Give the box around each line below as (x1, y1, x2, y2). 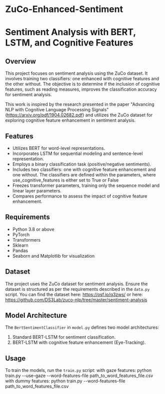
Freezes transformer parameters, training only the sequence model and (12, 182, 160, 188)
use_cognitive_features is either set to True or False (12, 177, 119, 183)
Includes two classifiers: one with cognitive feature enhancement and (12, 166, 156, 172)
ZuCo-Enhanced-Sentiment (5, 4, 123, 15)
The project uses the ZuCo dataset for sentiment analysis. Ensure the (5, 281, 148, 287)
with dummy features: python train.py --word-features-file (5, 378, 125, 384)
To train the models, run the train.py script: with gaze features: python (5, 367, 151, 373)
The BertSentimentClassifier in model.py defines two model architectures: (5, 324, 159, 330)
